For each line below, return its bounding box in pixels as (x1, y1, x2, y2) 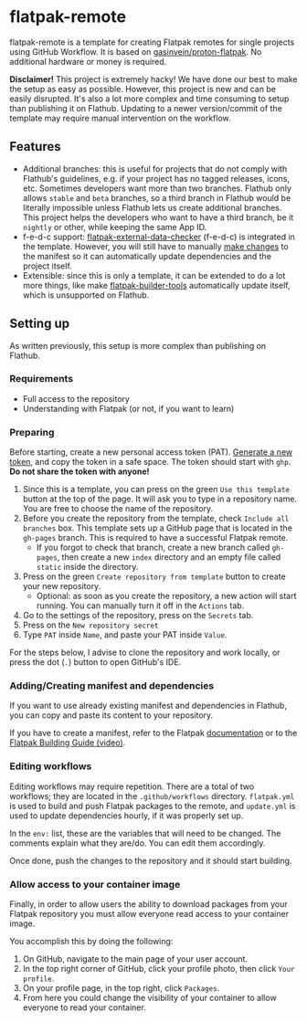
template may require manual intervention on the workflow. (9, 112, 231, 123)
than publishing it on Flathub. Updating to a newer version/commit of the (9, 102, 283, 113)
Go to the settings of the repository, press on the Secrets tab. (22, 610, 254, 621)
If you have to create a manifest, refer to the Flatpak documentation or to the (9, 728, 298, 739)
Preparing (9, 426, 55, 438)
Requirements (9, 373, 74, 385)
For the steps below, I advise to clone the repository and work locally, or (9, 647, 281, 659)
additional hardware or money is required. (9, 56, 167, 67)
